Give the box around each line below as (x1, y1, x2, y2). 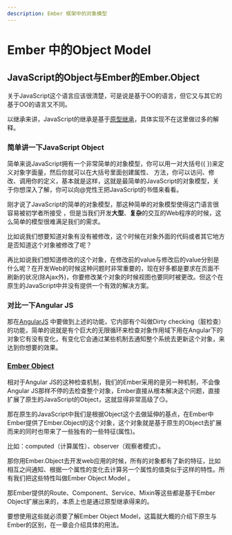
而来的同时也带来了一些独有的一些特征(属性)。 (7, 427, 139, 435)
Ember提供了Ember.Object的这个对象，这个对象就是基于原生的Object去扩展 (7, 418, 222, 426)
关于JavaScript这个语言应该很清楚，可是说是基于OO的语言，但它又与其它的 (7, 91, 222, 100)
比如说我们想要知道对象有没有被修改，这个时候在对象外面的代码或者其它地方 (7, 232, 225, 240)
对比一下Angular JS (7, 300, 74, 310)
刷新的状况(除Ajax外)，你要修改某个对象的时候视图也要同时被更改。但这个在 (7, 273, 224, 281)
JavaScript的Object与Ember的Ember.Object (7, 72, 200, 84)
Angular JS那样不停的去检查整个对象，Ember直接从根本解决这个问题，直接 (7, 386, 220, 395)
